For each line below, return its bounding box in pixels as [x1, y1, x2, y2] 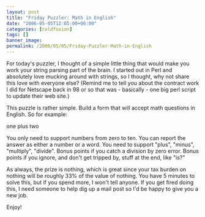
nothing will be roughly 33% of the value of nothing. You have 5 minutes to [6, 172, 195, 179]
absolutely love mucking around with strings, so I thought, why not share [6, 73, 190, 80]
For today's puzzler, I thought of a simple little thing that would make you [6, 59, 190, 67]
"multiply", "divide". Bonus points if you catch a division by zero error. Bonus [6, 147, 199, 155]
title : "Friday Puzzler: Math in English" [6, 15, 116, 21]
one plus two [6, 122, 39, 130]
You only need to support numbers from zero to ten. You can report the [6, 134, 186, 141]
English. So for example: [6, 111, 68, 118]
